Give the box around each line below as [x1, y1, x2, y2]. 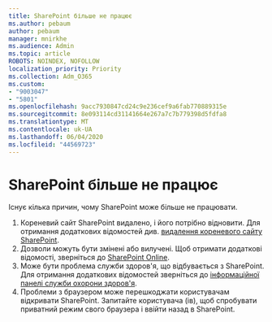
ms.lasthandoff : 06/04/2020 [8, 133, 104, 141]
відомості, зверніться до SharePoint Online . [19, 253, 171, 263]
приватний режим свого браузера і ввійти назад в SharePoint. [19, 304, 235, 314]
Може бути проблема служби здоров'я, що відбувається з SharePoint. [19, 261, 265, 271]
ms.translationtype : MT [8, 118, 89, 126]
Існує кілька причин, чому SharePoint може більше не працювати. [8, 202, 238, 212]
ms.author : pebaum [8, 20, 71, 28]
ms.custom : [8, 80, 45, 88]
